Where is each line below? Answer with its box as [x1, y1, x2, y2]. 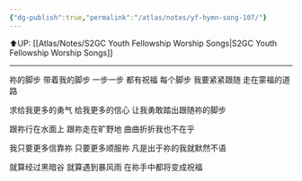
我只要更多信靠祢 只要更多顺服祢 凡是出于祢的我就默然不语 [9, 142, 226, 153]
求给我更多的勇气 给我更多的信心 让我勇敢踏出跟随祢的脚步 [9, 104, 226, 115]
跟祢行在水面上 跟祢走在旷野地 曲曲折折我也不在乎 [9, 123, 195, 134]
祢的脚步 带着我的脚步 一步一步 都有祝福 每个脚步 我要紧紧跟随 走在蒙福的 [9, 73, 283, 85]
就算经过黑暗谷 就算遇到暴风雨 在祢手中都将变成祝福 [9, 161, 203, 172]
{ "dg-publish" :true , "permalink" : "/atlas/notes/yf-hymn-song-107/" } [9, 13, 268, 22]
